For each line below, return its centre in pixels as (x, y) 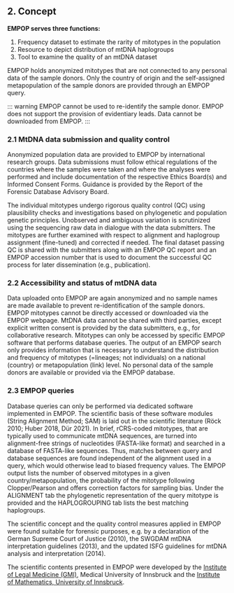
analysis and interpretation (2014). (57, 553)
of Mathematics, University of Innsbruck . (66, 582)
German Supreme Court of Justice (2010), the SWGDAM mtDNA (100, 538)
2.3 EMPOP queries (41, 391)
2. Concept (32, 12)
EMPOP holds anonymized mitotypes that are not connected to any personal (117, 70)
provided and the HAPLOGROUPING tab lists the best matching (98, 503)
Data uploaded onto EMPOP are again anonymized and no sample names (112, 298)
